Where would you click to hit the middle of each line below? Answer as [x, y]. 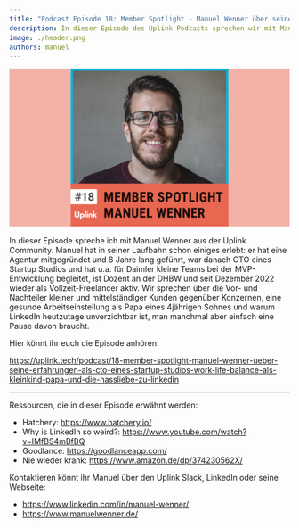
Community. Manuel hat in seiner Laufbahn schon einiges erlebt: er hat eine [148, 251]
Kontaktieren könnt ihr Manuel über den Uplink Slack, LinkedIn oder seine [144, 478]
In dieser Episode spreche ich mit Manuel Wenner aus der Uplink [128, 241]
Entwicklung [32, 279]
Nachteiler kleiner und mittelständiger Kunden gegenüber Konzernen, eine [145, 298]
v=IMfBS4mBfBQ [53, 441]
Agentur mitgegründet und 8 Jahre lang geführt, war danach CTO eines [140, 260]
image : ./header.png [48, 37]
